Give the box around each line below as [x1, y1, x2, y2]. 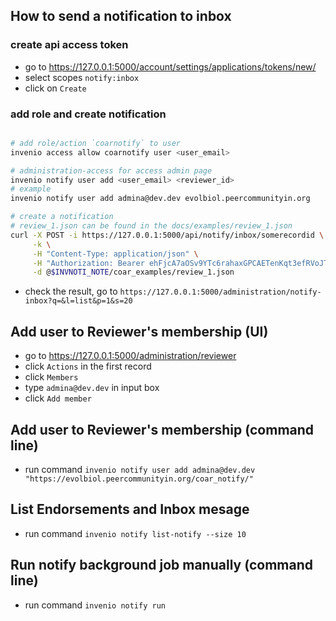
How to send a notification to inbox [10, 8, 232, 25]
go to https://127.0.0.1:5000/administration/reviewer [24, 350, 237, 362]
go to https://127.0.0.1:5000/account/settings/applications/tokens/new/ [24, 60, 317, 73]
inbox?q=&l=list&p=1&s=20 [24, 296, 133, 306]
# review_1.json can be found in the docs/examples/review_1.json [10, 221, 293, 231]
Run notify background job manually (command [10, 557, 314, 574]
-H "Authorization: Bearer [32, 258, 145, 268]
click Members [24, 371, 79, 383]
